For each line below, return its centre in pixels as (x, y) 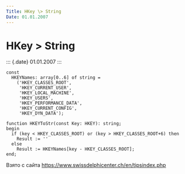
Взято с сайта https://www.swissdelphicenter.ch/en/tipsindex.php (86, 165)
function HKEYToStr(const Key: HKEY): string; (64, 124)
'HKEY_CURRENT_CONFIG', (48, 109)
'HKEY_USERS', (36, 98)
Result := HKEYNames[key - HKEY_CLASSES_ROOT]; (76, 149)
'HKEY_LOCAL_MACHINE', (47, 93)
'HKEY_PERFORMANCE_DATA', (51, 103)
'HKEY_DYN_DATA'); (42, 114)
